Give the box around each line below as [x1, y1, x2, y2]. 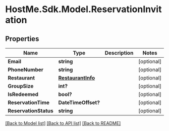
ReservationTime [8, 99, 49, 106]
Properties [5, 34, 39, 43]
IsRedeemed [8, 91, 39, 98]
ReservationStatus [8, 107, 54, 114]
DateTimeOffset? [58, 99, 100, 106]
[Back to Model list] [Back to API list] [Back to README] [5, 120, 121, 126]
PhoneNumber [8, 66, 44, 73]
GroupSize [8, 82, 34, 90]
